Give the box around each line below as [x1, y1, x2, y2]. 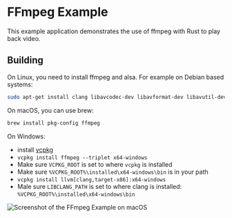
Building [7, 55, 43, 66]
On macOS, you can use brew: [7, 106, 94, 114]
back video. [7, 34, 41, 42]
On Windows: [7, 132, 46, 140]
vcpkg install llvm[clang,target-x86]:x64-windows [17, 176, 166, 183]
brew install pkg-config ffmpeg [7, 119, 100, 127]
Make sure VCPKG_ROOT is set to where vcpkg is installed [17, 160, 173, 168]
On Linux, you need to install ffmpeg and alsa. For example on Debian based [7, 73, 224, 81]
